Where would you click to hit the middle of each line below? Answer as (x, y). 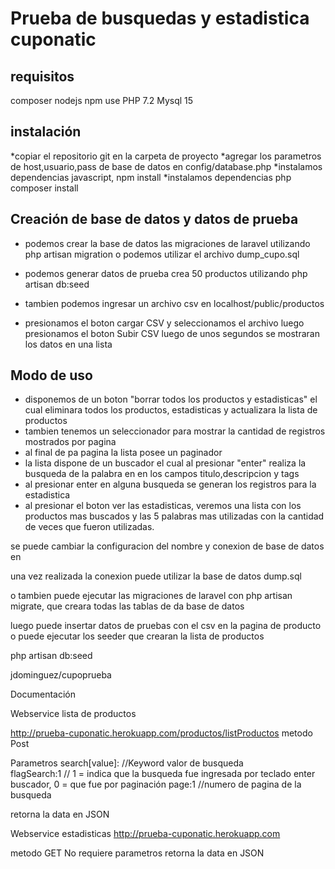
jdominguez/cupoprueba (61, 675)
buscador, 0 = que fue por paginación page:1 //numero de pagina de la (156, 784)
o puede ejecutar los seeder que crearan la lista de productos (137, 636)
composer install (44, 188)
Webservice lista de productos (73, 714)
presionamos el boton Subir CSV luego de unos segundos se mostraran (172, 333)
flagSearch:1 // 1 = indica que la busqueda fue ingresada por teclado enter (163, 774)
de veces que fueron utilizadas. (89, 527)
